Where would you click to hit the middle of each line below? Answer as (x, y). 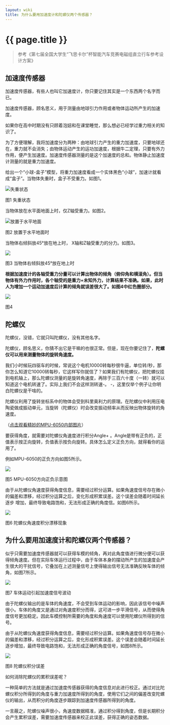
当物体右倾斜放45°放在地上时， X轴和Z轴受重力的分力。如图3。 (72, 243)
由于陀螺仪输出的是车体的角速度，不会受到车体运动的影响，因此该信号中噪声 (85, 603)
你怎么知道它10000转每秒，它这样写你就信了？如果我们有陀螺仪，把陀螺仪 (83, 372)
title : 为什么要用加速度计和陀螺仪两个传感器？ (49, 15)
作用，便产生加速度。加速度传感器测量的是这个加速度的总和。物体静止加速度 (85, 155)
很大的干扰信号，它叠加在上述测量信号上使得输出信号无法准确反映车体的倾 (87, 566)
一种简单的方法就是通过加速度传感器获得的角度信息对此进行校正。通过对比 (83, 687)
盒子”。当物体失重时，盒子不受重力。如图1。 (58, 179)
